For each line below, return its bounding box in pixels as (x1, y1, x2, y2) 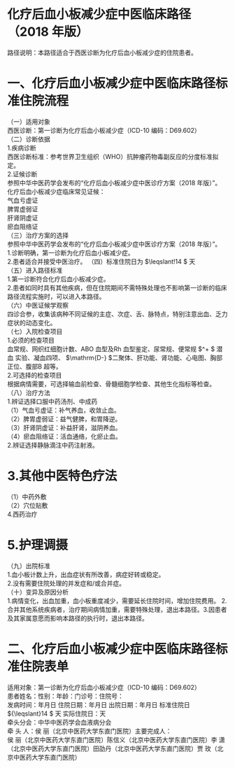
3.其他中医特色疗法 (7, 468, 117, 484)
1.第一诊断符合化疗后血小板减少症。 (7, 274, 110, 283)
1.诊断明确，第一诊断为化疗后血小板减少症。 (7, 248, 134, 257)
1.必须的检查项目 (7, 336, 55, 344)
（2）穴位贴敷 (7, 501, 48, 509)
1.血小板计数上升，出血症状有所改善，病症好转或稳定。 (7, 570, 165, 578)
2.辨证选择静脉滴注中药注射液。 (7, 441, 99, 449)
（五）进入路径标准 (7, 266, 63, 274)
